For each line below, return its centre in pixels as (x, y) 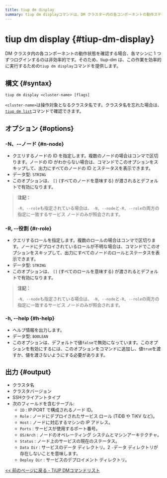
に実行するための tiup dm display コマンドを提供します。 (63, 66)
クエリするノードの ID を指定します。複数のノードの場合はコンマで (81, 156)
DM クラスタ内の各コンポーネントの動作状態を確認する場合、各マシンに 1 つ (83, 53)
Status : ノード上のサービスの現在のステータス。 (70, 441)
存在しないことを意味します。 (50, 454)
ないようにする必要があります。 (75, 355)
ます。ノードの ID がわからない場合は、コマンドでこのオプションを (85, 162)
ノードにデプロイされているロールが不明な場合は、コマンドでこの (88, 246)
